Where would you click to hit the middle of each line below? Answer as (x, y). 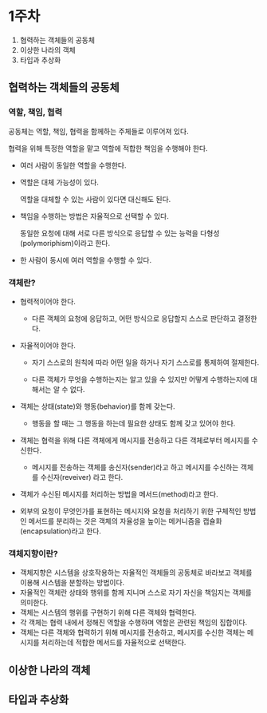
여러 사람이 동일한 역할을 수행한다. (73, 165)
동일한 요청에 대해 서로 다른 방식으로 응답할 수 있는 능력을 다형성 (120, 233)
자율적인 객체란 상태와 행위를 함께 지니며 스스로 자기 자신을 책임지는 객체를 (136, 592)
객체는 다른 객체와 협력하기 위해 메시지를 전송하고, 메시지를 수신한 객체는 (132, 632)
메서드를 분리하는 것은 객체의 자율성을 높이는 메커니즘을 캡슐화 (125, 521)
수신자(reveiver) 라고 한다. (82, 477)
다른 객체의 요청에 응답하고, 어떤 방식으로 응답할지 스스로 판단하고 (134, 318)
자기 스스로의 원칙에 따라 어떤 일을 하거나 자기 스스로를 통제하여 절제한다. (145, 362)
